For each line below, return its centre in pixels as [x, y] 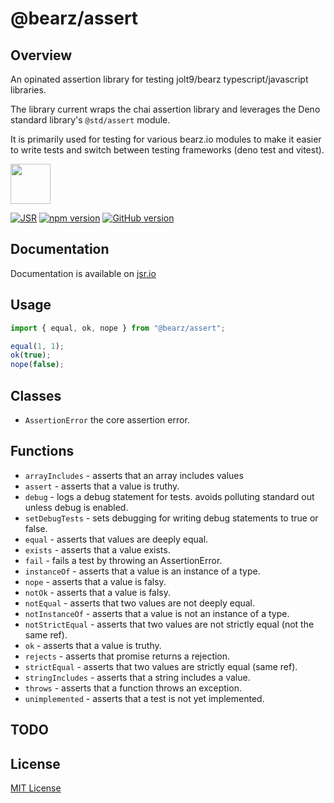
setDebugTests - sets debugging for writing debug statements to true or [171, 518]
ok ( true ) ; [31, 355]
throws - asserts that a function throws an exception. [133, 688]
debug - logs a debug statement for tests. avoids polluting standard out [169, 496]
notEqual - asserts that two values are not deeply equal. [140, 603]
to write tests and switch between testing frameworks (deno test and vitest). [167, 150]
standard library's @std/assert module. [90, 120]
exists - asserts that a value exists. [97, 549]
